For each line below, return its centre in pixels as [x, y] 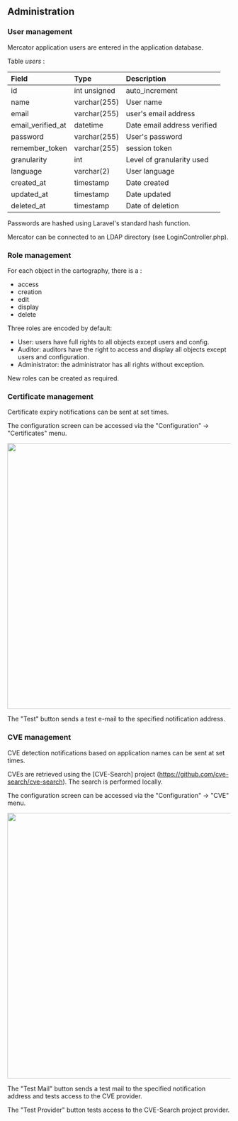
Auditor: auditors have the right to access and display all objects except [122, 349]
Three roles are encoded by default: [60, 328]
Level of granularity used [167, 159]
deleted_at [28, 205]
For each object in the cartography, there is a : [75, 270]
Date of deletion [152, 205]
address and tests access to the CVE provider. [75, 1096]
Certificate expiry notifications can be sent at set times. [88, 412]
